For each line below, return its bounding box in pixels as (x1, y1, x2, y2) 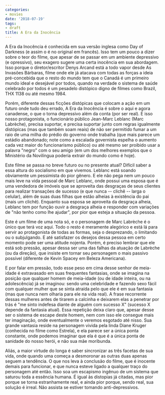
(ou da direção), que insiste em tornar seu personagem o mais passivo (5, 250, 149, 256)
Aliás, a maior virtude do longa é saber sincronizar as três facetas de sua (5, 348, 153, 354)
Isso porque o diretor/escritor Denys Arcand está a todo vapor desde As (5, 65, 152, 70)
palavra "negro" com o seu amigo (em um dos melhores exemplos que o (5, 147, 152, 153)
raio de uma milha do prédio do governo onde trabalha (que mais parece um (5, 132, 160, 137)
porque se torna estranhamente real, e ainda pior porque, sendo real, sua (5, 379, 154, 385)
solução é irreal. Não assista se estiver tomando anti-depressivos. (5, 385, 139, 390)
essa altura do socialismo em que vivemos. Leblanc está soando (5, 167, 136, 173)
